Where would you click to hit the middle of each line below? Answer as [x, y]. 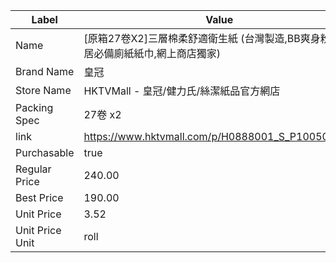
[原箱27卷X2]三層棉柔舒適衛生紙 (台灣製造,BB [192, 38]
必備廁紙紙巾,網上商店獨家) [157, 53]
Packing [34, 107]
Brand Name [45, 71]
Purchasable [45, 152]
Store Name [43, 90]
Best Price [39, 197]
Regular [33, 169]
